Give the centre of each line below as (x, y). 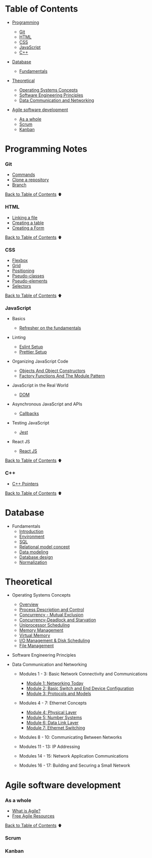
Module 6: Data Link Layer (52, 723)
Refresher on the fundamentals (50, 328)
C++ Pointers (25, 484)
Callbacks (29, 414)
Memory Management (41, 630)
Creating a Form (28, 228)
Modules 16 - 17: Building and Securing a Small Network (75, 765)
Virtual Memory (35, 635)
